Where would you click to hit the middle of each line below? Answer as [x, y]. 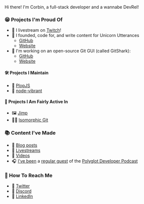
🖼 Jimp [20, 113]
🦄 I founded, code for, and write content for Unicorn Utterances [75, 36]
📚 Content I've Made [30, 132]
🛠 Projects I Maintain [27, 73]
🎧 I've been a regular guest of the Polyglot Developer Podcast [75, 161]
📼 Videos [21, 156]
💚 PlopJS [21, 85]
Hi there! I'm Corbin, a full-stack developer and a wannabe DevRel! [72, 7]
